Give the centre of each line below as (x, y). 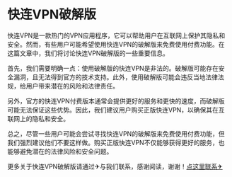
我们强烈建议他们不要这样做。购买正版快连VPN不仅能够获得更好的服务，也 (116, 142)
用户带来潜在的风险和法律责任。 (72, 86)
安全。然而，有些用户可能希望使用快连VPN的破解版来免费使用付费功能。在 (116, 44)
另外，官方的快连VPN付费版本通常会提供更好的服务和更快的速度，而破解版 (116, 101)
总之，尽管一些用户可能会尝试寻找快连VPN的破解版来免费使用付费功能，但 (116, 133)
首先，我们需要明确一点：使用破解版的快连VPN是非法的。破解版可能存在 (113, 68)
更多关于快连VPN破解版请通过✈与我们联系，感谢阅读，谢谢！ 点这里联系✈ (115, 166)
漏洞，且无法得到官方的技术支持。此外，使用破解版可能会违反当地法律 (115, 77)
